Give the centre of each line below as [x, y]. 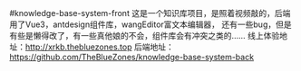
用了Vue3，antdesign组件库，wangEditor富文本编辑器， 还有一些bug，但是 [150, 24]
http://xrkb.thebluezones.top [79, 47]
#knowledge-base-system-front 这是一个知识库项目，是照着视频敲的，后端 [150, 13]
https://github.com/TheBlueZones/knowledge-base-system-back [132, 57]
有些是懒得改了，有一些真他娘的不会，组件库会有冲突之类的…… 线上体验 [145, 35]
